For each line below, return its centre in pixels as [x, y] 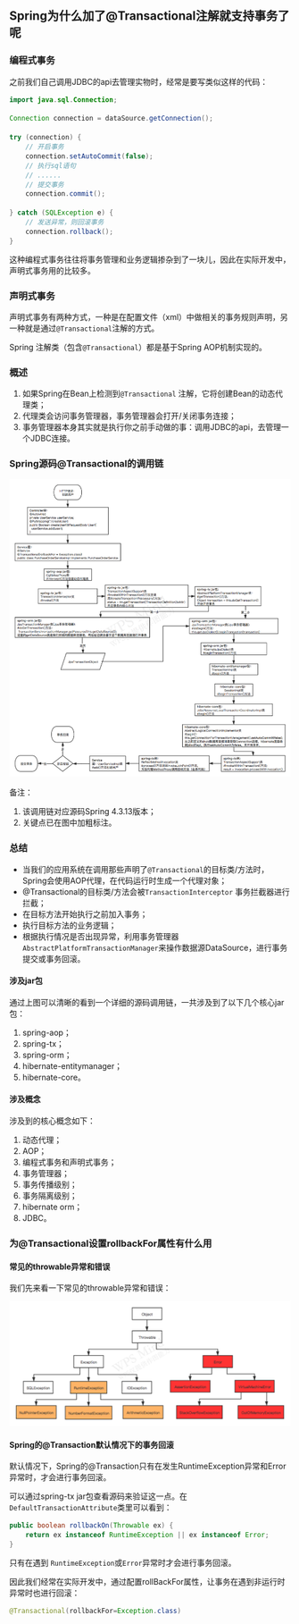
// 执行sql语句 [51, 165]
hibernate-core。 [54, 1077]
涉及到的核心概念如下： [52, 1121]
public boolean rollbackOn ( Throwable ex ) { [91, 1526]
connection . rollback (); [70, 231]
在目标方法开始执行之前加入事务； [85, 913]
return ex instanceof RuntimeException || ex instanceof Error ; [147, 1536]
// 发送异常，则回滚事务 [65, 223]
